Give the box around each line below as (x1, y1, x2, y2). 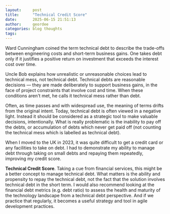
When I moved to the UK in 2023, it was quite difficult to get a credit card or (5, 139, 163, 145)
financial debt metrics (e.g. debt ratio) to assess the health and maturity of (5, 187, 161, 193)
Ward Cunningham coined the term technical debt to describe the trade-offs (5, 45, 165, 51)
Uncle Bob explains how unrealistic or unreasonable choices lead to (5, 71, 147, 77)
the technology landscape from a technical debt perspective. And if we (5, 193, 154, 198)
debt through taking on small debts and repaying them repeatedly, (5, 150, 144, 156)
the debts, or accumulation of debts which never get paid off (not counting (5, 124, 161, 130)
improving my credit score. (5, 156, 61, 162)
